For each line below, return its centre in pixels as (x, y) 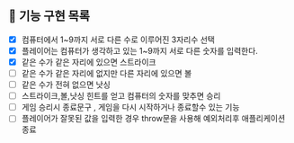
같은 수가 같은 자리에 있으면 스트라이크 (89, 62)
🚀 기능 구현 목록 (49, 16)
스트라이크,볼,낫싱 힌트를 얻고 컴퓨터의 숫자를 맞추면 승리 (121, 96)
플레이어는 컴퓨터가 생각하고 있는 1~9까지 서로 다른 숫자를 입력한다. (139, 50)
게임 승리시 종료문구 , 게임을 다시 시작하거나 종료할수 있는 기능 (130, 107)
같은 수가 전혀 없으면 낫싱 (66, 85)
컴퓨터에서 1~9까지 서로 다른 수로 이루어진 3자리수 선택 (118, 40)
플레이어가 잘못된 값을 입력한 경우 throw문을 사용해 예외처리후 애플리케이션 (153, 119)
